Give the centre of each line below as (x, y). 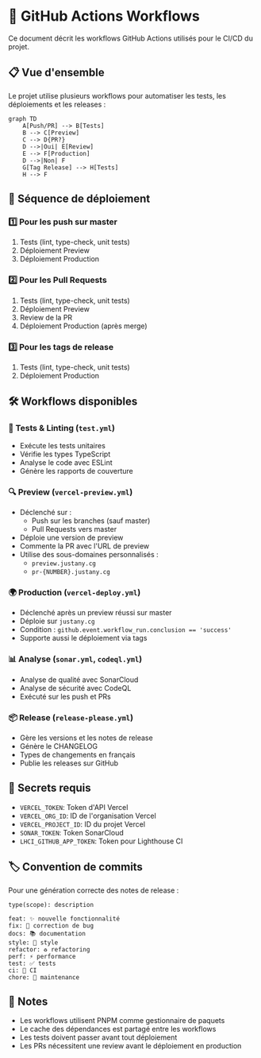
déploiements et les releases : (57, 104)
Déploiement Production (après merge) (84, 326)
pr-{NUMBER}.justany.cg (71, 572)
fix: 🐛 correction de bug (51, 925)
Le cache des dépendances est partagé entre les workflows (118, 1029)
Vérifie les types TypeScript (65, 454)
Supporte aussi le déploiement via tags (83, 638)
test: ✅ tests (32, 963)
